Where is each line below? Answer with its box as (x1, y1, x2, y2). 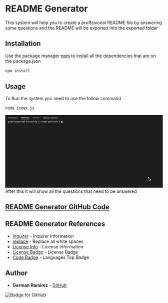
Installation (5, 40, 41, 48)
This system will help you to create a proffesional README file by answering (5, 20, 162, 26)
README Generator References (5, 220, 105, 228)
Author (5, 269, 27, 277)
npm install (5, 68, 30, 73)
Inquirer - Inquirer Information (12, 233, 74, 239)
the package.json (5, 58, 41, 64)
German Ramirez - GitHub (12, 282, 67, 288)
